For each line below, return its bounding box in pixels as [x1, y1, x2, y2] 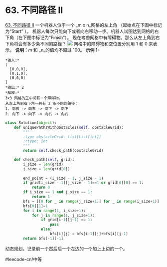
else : [40, 227, 52, 232]
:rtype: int [23, 139, 48, 144]
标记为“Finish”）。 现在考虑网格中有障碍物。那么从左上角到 [35, 34, 156, 40]
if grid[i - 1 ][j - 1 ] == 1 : [40, 218, 93, 223]
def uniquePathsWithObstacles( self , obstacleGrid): [14, 125, 124, 130]
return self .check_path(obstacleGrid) [23, 148, 104, 153]
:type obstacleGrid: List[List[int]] [23, 134, 101, 139]
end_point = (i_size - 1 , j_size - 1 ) [23, 176, 104, 181]
